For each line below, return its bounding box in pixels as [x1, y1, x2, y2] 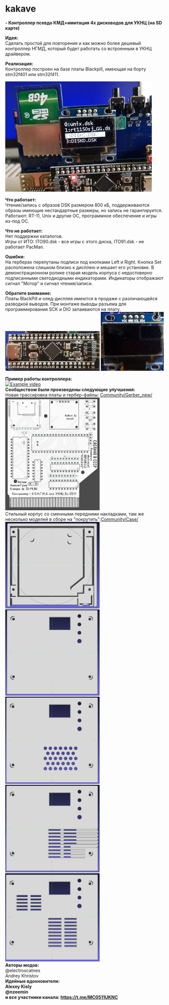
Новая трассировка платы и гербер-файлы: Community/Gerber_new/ [5, 392, 152, 398]
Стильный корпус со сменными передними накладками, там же [5, 511, 144, 517]
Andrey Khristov [5, 973, 39, 979]
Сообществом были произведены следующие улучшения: [5, 386, 136, 393]
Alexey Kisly [5, 983, 32, 989]
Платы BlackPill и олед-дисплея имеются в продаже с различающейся [5, 295, 157, 301]
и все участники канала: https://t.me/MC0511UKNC [5, 994, 118, 1000]
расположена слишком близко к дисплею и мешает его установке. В [5, 264, 154, 270]
